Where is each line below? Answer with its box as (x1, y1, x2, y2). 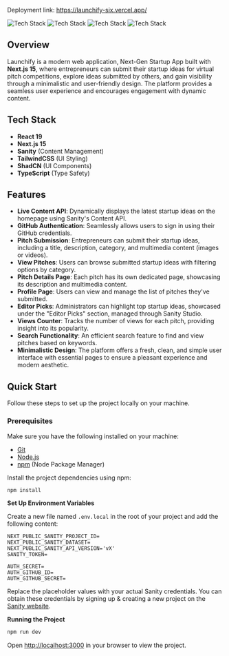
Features (7, 189, 46, 201)
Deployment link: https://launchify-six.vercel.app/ (7, 6, 147, 14)
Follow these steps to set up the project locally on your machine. (7, 399, 190, 407)
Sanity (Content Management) (17, 147, 105, 155)
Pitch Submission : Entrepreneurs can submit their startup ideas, (17, 236, 201, 245)
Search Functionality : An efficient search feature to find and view (17, 331, 204, 340)
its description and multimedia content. (17, 280, 129, 289)
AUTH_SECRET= (7, 563, 45, 571)
